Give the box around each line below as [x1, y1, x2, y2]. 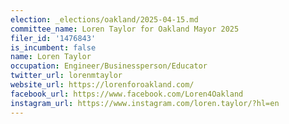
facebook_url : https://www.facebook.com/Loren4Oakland [10, 89, 244, 99]
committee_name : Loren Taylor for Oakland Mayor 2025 [10, 24, 240, 34]
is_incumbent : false [10, 42, 97, 53]
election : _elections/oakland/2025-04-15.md [10, 14, 199, 25]
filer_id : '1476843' [10, 33, 97, 43]
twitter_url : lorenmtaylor [10, 71, 123, 81]
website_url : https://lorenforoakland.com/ [10, 80, 195, 90]
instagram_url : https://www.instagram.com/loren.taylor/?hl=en [10, 98, 280, 108]
